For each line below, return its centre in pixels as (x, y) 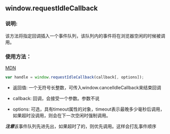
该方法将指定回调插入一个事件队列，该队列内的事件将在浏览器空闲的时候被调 (85, 36)
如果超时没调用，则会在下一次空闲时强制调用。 (61, 115)
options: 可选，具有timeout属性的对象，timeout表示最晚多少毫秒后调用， (89, 109)
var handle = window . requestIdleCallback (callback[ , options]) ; (75, 77)
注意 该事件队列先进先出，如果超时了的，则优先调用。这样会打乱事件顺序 (81, 126)
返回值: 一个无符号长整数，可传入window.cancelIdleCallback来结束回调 (87, 87)
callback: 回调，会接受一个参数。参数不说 (56, 98)
